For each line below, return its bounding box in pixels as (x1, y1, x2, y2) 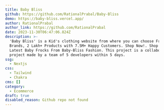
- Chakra (9, 75, 27, 80)
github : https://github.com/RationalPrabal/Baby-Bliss (5, 12, 119, 17)
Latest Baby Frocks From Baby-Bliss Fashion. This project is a (9, 48, 143, 53)
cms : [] (5, 79, 21, 84)
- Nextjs (9, 61, 27, 66)
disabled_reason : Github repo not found (5, 98, 89, 103)
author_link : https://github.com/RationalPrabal (5, 25, 106, 30)
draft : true (5, 93, 29, 98)
